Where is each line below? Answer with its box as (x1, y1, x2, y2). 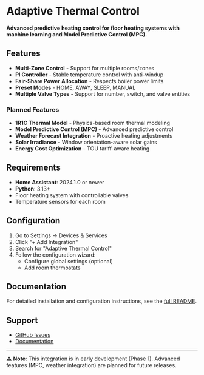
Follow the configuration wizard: (15, 251, 96, 258)
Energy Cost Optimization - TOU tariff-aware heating (15, 145, 150, 152)
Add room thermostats (24, 264, 81, 271)
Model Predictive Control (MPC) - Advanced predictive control (15, 126, 174, 133)
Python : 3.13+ (15, 185, 50, 192)
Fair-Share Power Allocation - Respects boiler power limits (15, 77, 164, 84)
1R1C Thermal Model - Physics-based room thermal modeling (15, 120, 171, 127)
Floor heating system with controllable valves (15, 191, 129, 198)
